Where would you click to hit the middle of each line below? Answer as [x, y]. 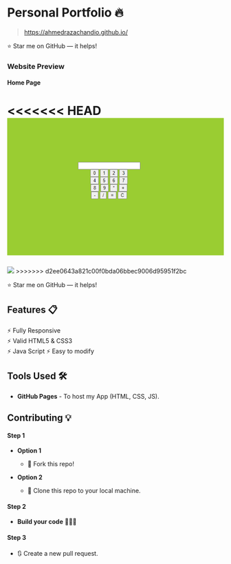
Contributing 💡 [40, 418]
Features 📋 [32, 310]
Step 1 [16, 435]
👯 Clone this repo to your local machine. [84, 491]
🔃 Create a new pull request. [57, 553]
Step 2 [16, 506]
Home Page [24, 83]
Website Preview [36, 66]
